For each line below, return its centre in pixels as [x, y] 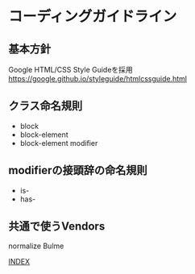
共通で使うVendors [57, 226]
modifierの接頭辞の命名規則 [78, 170]
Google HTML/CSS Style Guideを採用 [71, 70]
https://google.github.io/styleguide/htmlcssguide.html [98, 79]
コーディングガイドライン [93, 17]
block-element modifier [59, 143]
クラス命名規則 [46, 106]
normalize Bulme [36, 246]
